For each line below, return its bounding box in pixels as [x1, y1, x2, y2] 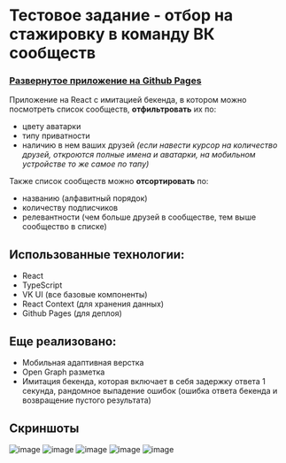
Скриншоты [9, 421, 80, 436]
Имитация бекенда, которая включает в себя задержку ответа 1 [21, 376, 266, 387]
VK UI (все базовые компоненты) [21, 289, 148, 300]
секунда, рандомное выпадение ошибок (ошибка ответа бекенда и [21, 386, 278, 397]
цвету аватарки [21, 121, 81, 132]
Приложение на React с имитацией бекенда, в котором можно [9, 95, 247, 105]
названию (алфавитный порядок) [21, 193, 148, 204]
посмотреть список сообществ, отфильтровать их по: [9, 104, 217, 115]
